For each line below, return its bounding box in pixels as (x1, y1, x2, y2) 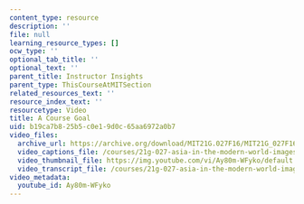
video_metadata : (9, 172, 71, 181)
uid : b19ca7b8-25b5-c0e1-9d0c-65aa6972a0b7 (9, 123, 176, 132)
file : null (9, 30, 51, 39)
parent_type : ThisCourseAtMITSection (9, 80, 152, 89)
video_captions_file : (17, 147, 100, 156)
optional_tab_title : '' (9, 55, 100, 64)
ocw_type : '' (9, 47, 59, 56)
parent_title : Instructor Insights (9, 72, 144, 81)
